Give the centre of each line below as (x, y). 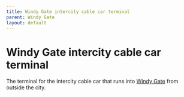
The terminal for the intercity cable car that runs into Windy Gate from (92, 82)
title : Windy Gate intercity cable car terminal (68, 12)
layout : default (26, 23)
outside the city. (26, 87)
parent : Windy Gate (31, 17)
